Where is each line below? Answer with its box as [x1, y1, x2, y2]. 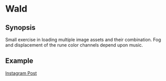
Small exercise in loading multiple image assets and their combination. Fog [5, 36, 161, 43]
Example [5, 57, 34, 65]
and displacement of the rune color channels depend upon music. [5, 42, 143, 48]
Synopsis [5, 23, 36, 32]
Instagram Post [5, 70, 37, 76]
